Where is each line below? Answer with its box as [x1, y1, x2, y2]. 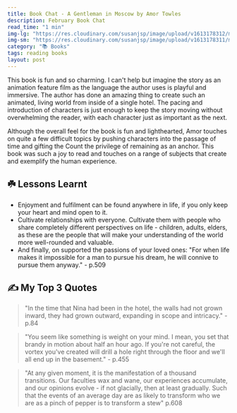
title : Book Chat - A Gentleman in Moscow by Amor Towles [7, 10, 181, 18]
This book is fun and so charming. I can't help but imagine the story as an [7, 76, 221, 84]
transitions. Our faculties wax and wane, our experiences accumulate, [24, 376, 228, 385]
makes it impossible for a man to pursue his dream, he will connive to [17, 253, 219, 261]
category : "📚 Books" [7, 43, 71, 50]
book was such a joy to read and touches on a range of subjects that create [7, 149, 227, 157]
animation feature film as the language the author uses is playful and [7, 83, 207, 92]
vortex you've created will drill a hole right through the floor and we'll [24, 347, 226, 357]
